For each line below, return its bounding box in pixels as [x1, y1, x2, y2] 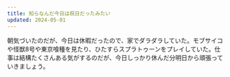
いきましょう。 [7, 62, 49, 70]
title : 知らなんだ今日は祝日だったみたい [7, 10, 111, 17]
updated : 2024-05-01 [7, 16, 67, 23]
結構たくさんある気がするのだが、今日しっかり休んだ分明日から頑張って [19, 53, 224, 62]
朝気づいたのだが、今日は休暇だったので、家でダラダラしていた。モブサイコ [7, 36, 223, 45]
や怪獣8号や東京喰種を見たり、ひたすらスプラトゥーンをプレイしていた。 [7, 45, 215, 53]
